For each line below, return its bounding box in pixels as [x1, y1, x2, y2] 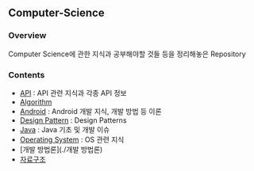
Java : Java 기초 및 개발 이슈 [19, 124, 110, 134]
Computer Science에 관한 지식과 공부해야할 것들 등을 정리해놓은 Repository [8, 49, 246, 59]
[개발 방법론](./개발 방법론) [19, 144, 103, 154]
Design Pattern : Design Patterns [19, 115, 127, 125]
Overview [8, 30, 47, 41]
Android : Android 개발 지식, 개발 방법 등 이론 [19, 106, 162, 116]
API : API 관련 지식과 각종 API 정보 [19, 88, 127, 97]
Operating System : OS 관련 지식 [19, 135, 125, 144]
